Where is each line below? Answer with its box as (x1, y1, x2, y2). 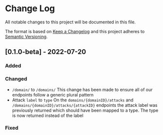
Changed (5, 76, 28, 82)
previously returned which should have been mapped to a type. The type (12, 107, 159, 113)
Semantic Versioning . (5, 34, 48, 39)
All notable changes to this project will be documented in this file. (5, 19, 136, 25)
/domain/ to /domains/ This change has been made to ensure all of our (12, 86, 153, 93)
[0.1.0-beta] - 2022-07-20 (5, 48, 86, 56)
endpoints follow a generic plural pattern (12, 92, 94, 97)
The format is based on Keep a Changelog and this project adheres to (5, 28, 145, 34)
